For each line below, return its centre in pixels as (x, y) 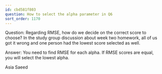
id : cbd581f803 (21, 10)
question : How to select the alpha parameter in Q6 (59, 14)
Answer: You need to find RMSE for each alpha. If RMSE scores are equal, (80, 52)
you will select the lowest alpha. (37, 58)
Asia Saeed (16, 67)
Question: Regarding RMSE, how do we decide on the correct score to (76, 33)
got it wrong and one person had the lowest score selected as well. (73, 43)
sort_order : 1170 (23, 19)
